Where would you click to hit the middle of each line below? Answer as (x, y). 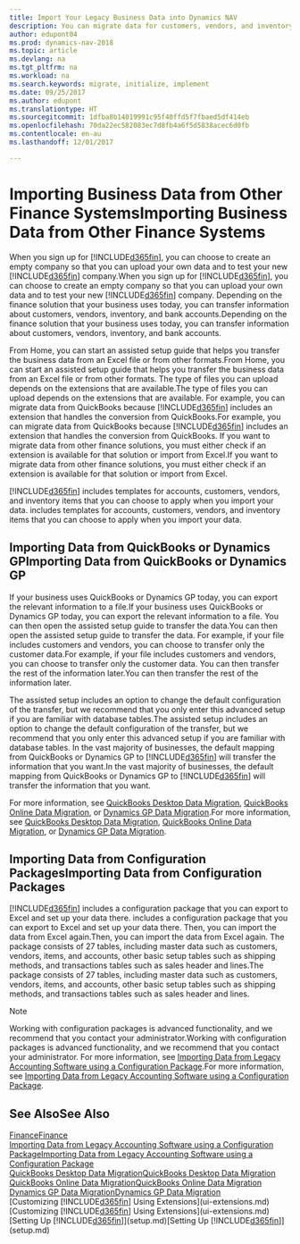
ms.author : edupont (46, 101)
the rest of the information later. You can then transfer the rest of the (134, 673)
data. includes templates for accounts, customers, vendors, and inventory (145, 509)
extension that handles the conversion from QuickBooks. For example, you (145, 416)
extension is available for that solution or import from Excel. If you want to (144, 454)
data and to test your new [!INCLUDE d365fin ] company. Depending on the (146, 295)
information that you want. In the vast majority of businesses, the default (142, 766)
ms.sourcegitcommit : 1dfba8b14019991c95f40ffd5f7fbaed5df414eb (129, 117)
